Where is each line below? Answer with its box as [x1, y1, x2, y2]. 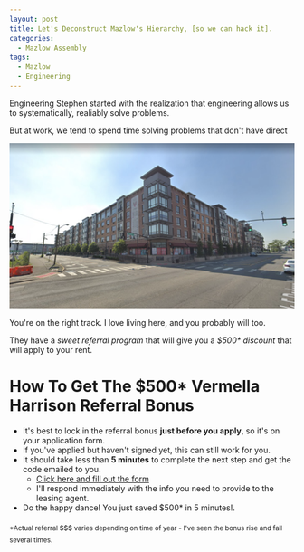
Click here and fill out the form [35, 473, 149, 484]
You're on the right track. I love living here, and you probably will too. [9, 318, 266, 328]
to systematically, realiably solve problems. [9, 107, 170, 118]
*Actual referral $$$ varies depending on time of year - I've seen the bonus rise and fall [9, 523, 283, 533]
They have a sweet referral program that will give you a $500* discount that [9, 335, 292, 346]
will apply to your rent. [9, 345, 93, 356]
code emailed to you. [22, 464, 101, 475]
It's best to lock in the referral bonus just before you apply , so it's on [22, 425, 280, 436]
